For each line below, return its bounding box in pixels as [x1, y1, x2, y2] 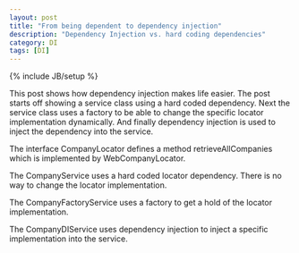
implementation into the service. [9, 233, 128, 244]
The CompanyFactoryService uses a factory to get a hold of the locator [9, 198, 273, 208]
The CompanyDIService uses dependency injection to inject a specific [9, 224, 269, 235]
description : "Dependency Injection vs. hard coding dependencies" [9, 30, 267, 38]
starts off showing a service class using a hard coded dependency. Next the [9, 97, 291, 108]
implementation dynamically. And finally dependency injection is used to [9, 117, 276, 128]
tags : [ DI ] [9, 46, 50, 55]
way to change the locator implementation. [9, 180, 167, 190]
